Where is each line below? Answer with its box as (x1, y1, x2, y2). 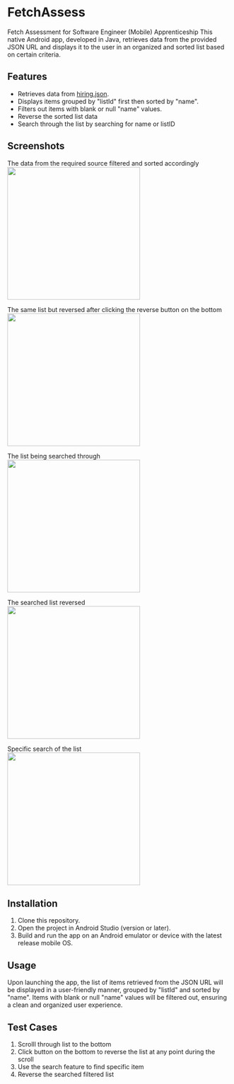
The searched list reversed (7, 598, 86, 606)
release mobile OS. (17, 939, 73, 947)
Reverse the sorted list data (17, 112, 98, 120)
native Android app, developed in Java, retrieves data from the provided (7, 35, 217, 43)
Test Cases (7, 1021, 58, 1033)
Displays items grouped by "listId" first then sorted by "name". (17, 97, 199, 105)
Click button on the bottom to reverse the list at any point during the (17, 1048, 216, 1056)
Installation (7, 897, 58, 909)
